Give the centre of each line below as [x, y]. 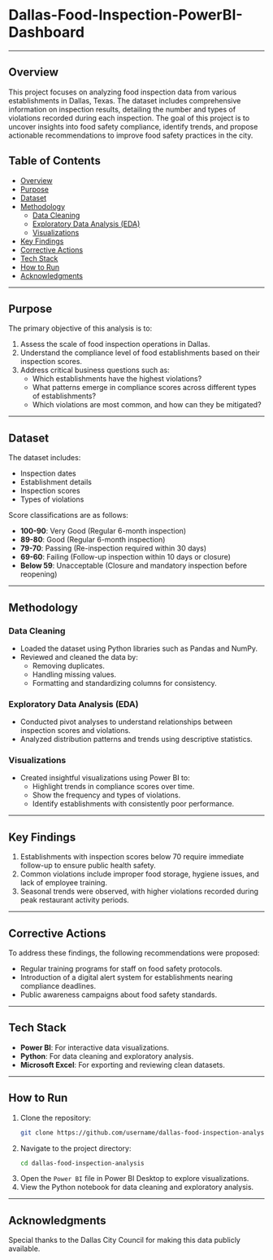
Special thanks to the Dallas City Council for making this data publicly [125, 1240]
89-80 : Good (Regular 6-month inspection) [93, 540]
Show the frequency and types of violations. [106, 795]
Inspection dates [48, 473]
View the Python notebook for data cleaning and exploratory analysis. [137, 1188]
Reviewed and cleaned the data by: [79, 656]
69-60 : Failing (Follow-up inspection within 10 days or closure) [126, 557]
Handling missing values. [74, 674]
